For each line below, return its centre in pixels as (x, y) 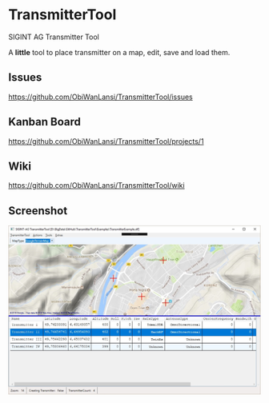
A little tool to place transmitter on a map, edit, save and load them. (119, 52)
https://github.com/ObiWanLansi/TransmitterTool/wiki (97, 186)
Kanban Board (45, 122)
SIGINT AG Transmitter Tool (54, 37)
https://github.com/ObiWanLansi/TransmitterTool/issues (101, 97)
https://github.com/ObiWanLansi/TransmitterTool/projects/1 (106, 141)
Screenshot (38, 211)
